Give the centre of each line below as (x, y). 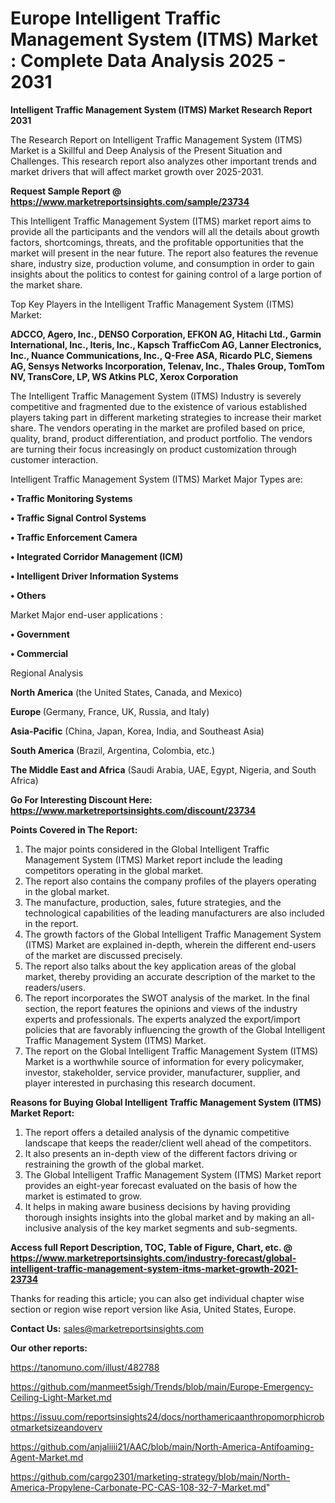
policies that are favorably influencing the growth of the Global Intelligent (175, 1029)
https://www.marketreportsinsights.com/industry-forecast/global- (153, 1258)
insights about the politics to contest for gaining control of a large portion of (166, 274)
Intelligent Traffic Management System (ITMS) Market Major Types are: (156, 479)
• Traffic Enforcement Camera (74, 537)
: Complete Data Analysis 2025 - (148, 61)
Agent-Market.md (47, 1457)
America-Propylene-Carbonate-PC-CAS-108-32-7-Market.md (138, 1487)
